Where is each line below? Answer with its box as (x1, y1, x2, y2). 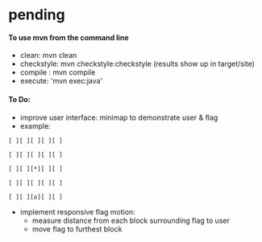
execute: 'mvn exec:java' (19, 76, 103, 86)
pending (8, 6, 66, 24)
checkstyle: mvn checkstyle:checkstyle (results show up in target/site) (19, 59, 256, 69)
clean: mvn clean (19, 51, 77, 60)
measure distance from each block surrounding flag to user (31, 215, 230, 225)
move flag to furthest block (31, 224, 123, 234)
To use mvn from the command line (8, 32, 129, 42)
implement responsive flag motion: (19, 207, 135, 216)
